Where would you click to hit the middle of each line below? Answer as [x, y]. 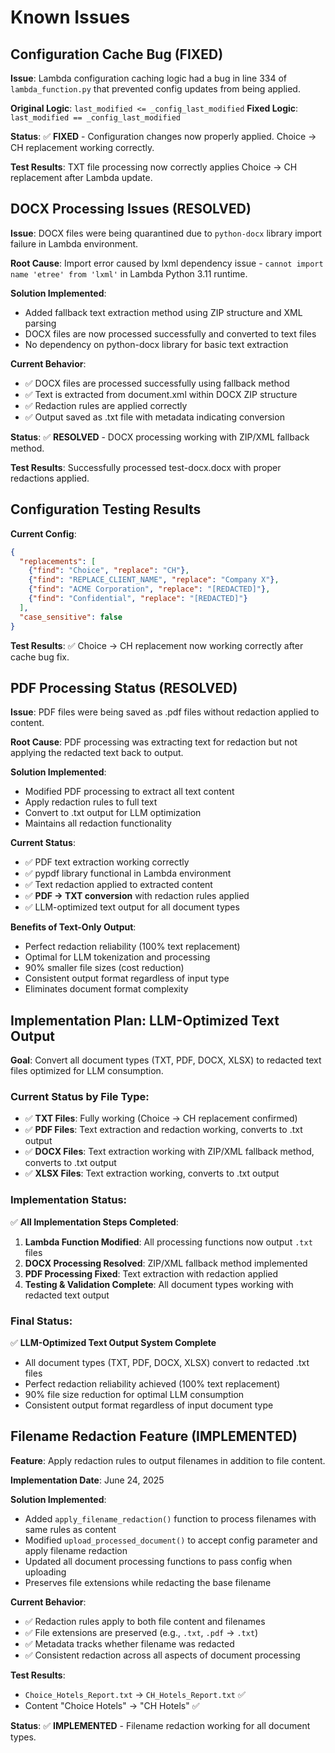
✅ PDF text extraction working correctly [107, 862]
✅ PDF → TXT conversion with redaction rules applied [137, 896]
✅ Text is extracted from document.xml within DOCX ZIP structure [161, 394]
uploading [45, 1572]
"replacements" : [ [58, 561]
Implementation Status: [69, 1200]
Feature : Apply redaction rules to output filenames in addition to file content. [168, 1460]
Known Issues [70, 17]
